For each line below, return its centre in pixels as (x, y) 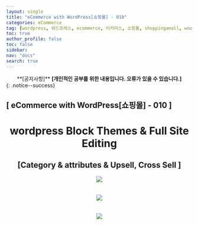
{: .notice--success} (31, 85)
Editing (99, 144)
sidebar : (17, 50)
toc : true (18, 34)
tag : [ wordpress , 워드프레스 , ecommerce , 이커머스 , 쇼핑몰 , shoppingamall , (94, 28)
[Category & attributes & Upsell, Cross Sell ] (99, 165)
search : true (22, 61)
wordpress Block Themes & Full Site (99, 131)
